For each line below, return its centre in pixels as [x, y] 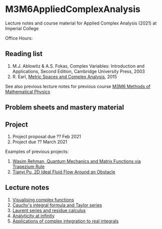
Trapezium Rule [28, 166]
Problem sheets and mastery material [65, 107]
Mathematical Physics [28, 92]
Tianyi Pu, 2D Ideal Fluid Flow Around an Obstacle [64, 172]
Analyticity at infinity [33, 215]
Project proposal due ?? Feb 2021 [47, 136]
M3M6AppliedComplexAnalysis [73, 9]
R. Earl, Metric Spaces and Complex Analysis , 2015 [65, 77]
